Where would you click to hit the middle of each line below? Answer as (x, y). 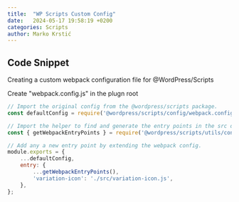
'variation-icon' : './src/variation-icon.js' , (103, 179)
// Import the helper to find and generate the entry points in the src (117, 126)
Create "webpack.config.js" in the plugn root (73, 94)
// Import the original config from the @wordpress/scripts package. (113, 107)
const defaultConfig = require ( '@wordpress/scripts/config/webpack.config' (122, 113)
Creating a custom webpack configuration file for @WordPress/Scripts (111, 80)
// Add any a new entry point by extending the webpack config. (105, 145)
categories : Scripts (38, 27)
